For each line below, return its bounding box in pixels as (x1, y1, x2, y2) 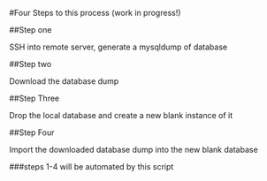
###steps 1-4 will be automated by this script (9, 162, 174, 171)
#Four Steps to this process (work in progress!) (9, 8, 181, 18)
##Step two (9, 59, 52, 69)
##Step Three (9, 93, 60, 103)
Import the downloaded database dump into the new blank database (9, 145, 258, 155)
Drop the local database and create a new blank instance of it (9, 110, 233, 120)
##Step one (9, 25, 52, 34)
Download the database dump (9, 76, 119, 87)
